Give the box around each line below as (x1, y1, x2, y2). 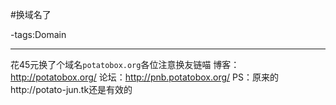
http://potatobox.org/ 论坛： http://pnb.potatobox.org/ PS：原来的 (10, 71, 279, 83)
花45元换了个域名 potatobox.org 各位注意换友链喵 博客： (10, 59, 240, 70)
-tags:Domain (10, 29, 67, 40)
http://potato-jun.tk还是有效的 (10, 84, 133, 95)
